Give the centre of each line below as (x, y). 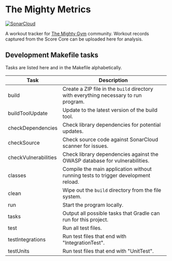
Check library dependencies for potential (112, 125)
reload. (71, 182)
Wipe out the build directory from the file (112, 190)
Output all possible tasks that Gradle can (111, 213)
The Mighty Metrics (48, 9)
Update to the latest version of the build (110, 110)
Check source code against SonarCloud (110, 139)
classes (17, 175)
